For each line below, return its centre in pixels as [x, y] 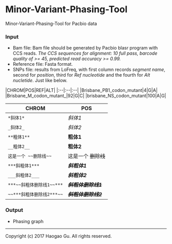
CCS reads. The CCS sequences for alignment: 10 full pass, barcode [85, 53]
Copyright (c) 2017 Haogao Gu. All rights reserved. [59, 236]
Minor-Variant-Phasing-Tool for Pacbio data [51, 23]
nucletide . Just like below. [40, 81]
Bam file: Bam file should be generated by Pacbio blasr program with [85, 48]
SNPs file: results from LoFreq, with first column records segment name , [89, 69]
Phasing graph [28, 221]
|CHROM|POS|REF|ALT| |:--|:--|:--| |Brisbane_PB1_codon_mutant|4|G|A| [81, 90]
